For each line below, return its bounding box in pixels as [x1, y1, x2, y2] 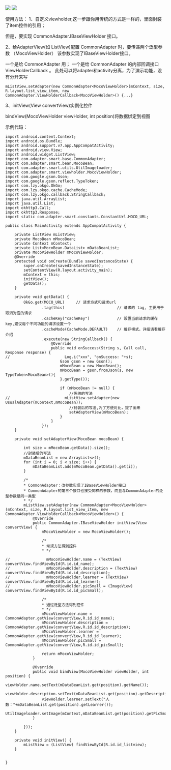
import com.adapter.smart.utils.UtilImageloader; [5, 165, 113, 170]
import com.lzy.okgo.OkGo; [5, 183, 63, 188]
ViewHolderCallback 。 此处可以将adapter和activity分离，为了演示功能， [5, 68, 158, 73]
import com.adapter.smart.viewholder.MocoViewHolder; [5, 170, 122, 175]
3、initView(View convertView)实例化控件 [5, 102, 93, 108]
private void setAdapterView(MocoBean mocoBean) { [14, 436, 124, 441]
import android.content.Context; [5, 134, 76, 139]
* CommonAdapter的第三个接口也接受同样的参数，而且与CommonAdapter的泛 [23, 488, 163, 493]
